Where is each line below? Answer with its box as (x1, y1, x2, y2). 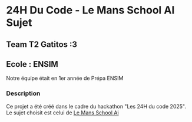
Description (6, 89, 41, 97)
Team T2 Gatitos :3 (6, 39, 78, 49)
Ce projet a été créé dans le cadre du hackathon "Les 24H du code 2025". (6, 103, 187, 110)
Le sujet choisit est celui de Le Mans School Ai (6, 109, 119, 116)
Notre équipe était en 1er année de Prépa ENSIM (6, 74, 124, 82)
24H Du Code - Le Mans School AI (6, 4, 175, 17)
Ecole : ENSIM (6, 59, 59, 69)
